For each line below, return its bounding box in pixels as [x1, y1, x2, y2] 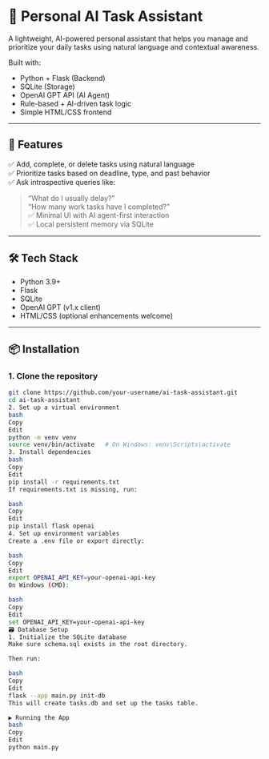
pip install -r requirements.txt [8, 478, 120, 486]
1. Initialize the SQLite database [8, 632, 127, 641]
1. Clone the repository [8, 370, 98, 381]
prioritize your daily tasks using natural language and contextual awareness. [8, 42, 260, 51]
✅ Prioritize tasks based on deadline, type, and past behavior [8, 168, 211, 178]
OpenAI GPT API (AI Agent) [19, 90, 110, 99]
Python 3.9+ [19, 276, 62, 287]
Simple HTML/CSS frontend [19, 107, 112, 117]
